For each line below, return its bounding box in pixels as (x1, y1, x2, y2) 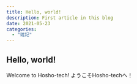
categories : (6, 26, 37, 32)
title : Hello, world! (6, 9, 62, 15)
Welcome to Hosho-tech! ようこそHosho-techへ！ (6, 71, 133, 78)
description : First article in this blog (6, 15, 114, 21)
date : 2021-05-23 (6, 20, 51, 26)
